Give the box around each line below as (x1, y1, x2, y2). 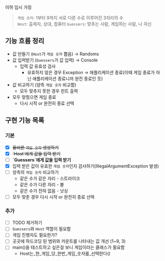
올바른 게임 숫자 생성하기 (12, 144, 59, 150)
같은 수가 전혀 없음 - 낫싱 (19, 187, 68, 194)
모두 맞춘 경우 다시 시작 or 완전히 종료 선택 (12, 194, 95, 200)
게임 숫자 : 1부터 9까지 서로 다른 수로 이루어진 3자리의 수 (17, 15, 124, 21)
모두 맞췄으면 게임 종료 (12, 94, 56, 100)
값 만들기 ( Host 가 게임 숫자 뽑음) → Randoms (12, 51, 99, 57)
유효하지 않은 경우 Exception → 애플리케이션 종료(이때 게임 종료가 (27, 69, 155, 75)
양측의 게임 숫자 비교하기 (12, 169, 59, 175)
